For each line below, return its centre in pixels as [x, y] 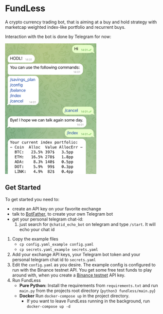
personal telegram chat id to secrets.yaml [54, 259]
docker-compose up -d [48, 306]
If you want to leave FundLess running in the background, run [88, 301]
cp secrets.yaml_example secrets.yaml [59, 249]
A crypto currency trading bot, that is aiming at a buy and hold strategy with [81, 22]
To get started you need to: [32, 199]
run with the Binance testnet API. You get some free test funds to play [82, 270]
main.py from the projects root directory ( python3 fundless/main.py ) [87, 291]
